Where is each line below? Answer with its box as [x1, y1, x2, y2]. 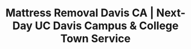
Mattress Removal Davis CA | [5, 6, 154, 20]
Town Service [60, 32, 131, 45]
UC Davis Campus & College [34, 19, 179, 33]
